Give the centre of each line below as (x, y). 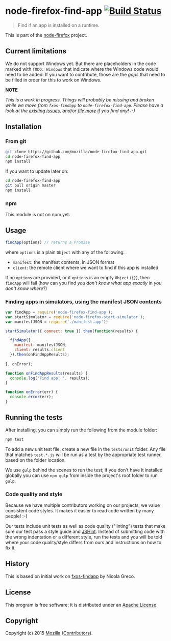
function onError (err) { (32, 392)
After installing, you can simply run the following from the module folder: (81, 430)
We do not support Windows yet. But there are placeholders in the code (81, 64)
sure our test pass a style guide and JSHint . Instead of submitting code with (85, 531)
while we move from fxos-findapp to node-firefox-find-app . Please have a (84, 105)
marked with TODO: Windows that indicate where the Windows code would (82, 69)
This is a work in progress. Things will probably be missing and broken (80, 99)
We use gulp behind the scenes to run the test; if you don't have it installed (84, 470)
